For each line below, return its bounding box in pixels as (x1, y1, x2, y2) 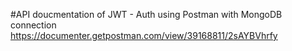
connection (10, 19, 57, 31)
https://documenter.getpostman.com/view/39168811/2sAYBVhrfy (10, 30, 278, 41)
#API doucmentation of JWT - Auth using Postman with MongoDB (10, 9, 283, 20)
